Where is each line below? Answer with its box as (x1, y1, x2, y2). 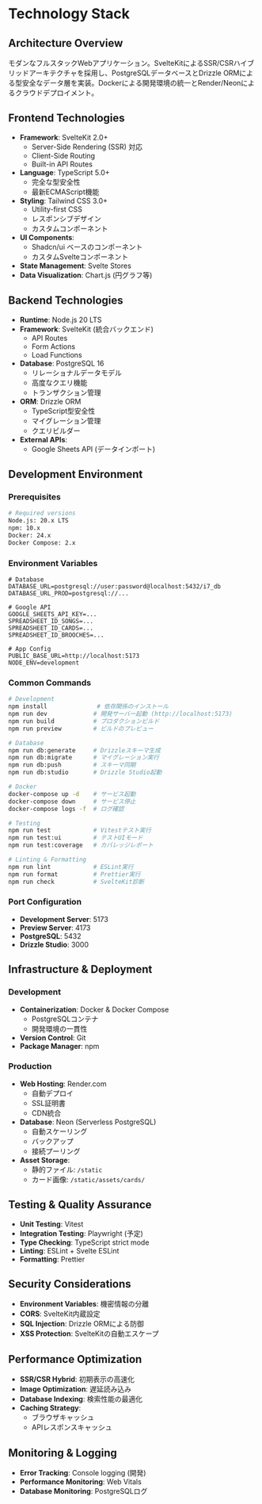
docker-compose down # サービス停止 (8, 798, 136, 806)
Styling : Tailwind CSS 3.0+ (19, 196, 108, 205)
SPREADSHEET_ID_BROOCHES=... (8, 631, 104, 639)
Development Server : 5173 (19, 914, 108, 924)
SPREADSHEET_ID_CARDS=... (8, 624, 93, 632)
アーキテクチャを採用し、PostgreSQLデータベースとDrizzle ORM (28, 68, 240, 78)
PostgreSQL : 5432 (19, 931, 82, 940)
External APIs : (19, 434, 68, 444)
